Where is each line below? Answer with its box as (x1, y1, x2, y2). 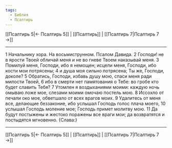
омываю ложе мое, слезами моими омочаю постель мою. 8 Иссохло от (5, 89, 164, 96)
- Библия (10, 12, 29, 17)
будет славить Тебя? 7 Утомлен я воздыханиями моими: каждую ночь (5, 84, 160, 90)
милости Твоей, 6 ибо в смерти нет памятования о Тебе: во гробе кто (5, 79, 159, 85)
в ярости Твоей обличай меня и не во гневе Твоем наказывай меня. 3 (5, 57, 159, 63)
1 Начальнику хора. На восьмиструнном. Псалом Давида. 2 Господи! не (5, 51, 164, 58)
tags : (5, 7, 17, 13)
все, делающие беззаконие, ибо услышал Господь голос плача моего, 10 (5, 101, 166, 107)
